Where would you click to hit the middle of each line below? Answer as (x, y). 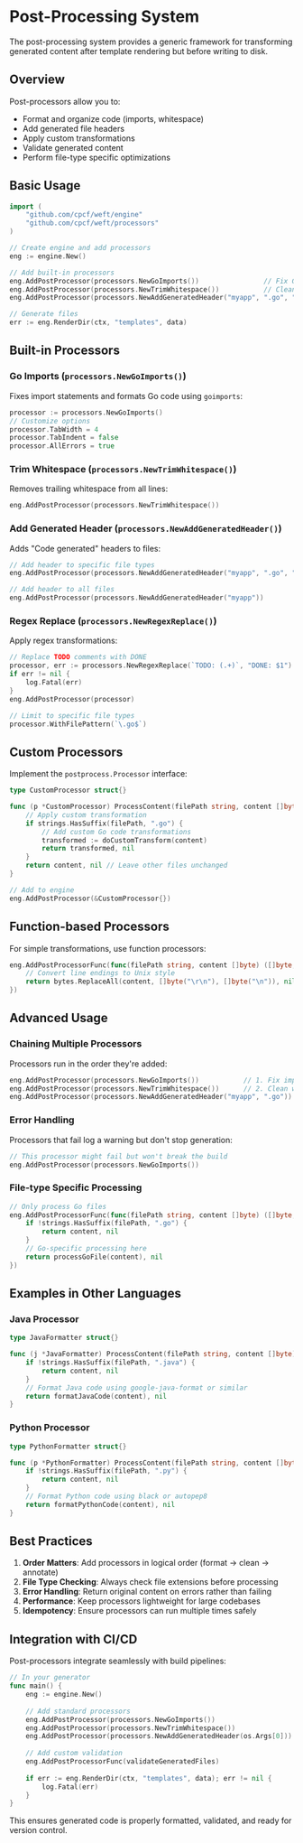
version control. (38, 1830)
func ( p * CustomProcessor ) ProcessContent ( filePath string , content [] (147, 807)
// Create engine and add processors (80, 248)
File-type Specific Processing (76, 1187)
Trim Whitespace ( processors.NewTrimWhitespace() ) (123, 470)
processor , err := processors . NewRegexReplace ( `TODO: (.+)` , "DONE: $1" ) (151, 666)
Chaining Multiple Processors (76, 1044)
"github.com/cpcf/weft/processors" (92, 223)
